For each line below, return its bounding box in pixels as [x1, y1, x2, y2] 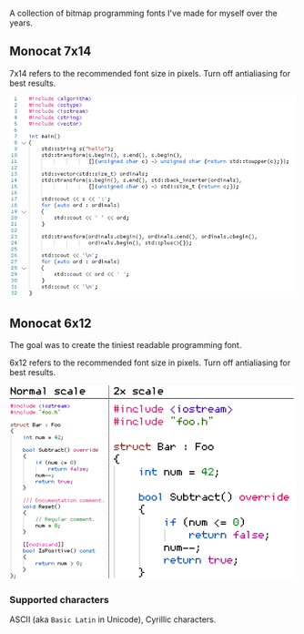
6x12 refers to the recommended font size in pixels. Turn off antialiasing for [9, 357, 291, 368]
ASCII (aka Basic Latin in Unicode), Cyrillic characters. [9, 614, 217, 625]
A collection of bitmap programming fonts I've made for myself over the [9, 8, 278, 18]
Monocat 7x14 [9, 44, 92, 59]
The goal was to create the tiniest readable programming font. [9, 340, 242, 350]
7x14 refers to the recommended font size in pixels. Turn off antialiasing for [9, 67, 291, 78]
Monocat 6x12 [9, 315, 92, 331]
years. [9, 17, 34, 28]
